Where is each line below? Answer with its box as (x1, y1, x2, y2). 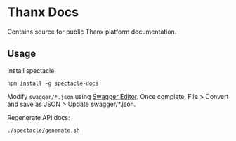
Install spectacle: (7, 66, 56, 74)
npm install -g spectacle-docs (7, 80, 99, 87)
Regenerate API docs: (7, 113, 70, 121)
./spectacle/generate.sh (7, 127, 80, 134)
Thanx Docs (7, 4, 79, 20)
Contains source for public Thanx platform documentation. (7, 27, 177, 36)
